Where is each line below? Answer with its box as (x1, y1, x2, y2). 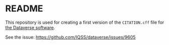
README (5, 3, 43, 14)
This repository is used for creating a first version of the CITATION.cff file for (5, 19, 164, 25)
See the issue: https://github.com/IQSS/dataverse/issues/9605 (5, 34, 136, 40)
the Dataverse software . (5, 24, 55, 30)
